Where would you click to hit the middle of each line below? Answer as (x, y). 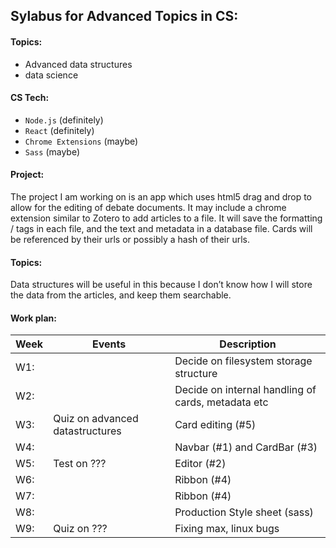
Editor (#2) (200, 464)
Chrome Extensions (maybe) (81, 141)
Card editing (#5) (215, 425)
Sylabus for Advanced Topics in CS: (124, 16)
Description (248, 344)
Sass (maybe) (52, 151)
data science (51, 75)
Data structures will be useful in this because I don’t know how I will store (161, 285)
